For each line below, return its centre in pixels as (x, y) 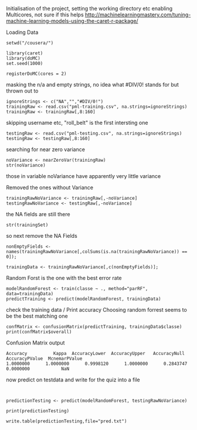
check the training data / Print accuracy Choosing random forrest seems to (97, 310)
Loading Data (22, 32)
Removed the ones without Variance (50, 187)
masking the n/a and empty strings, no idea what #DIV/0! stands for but (92, 85)
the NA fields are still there (38, 214)
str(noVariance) (26, 165)
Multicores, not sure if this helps (45, 15)
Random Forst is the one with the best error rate (64, 278)
